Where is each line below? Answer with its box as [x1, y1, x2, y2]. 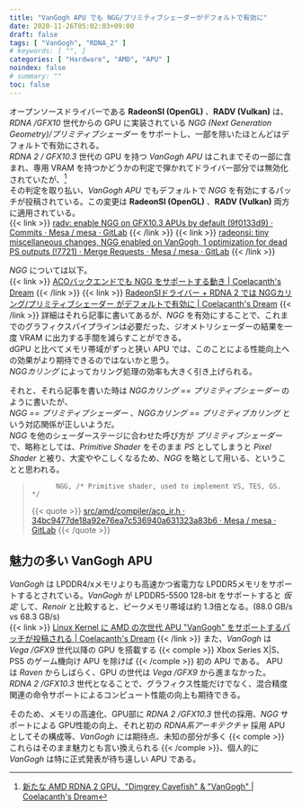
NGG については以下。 [9, 265, 93, 275]
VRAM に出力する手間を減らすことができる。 [19, 332, 187, 343]
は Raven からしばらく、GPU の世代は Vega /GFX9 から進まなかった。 [9, 667, 271, 678]
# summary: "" [9, 72, 63, 81]
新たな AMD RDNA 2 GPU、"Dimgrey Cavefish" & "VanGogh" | [22, 781, 254, 792]
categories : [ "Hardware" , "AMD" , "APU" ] [9, 55, 171, 64]
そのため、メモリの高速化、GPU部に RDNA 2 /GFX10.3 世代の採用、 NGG [9, 708, 279, 720]
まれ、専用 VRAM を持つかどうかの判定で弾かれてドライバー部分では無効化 [9, 162, 289, 173]
